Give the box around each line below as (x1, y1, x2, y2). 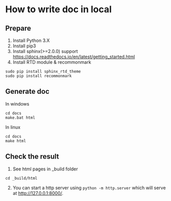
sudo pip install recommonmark (5, 73, 72, 79)
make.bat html (5, 115, 36, 120)
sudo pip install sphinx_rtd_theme (5, 69, 81, 74)
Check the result (5, 152, 59, 161)
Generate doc (5, 87, 50, 96)
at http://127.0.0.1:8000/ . (12, 190, 64, 196)
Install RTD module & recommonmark (12, 59, 91, 65)
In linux (5, 124, 20, 130)
